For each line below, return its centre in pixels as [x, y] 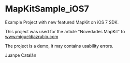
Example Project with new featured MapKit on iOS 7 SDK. [62, 22]
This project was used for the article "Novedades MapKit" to [65, 31]
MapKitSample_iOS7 [47, 9]
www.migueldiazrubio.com [32, 37]
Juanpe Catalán [21, 55]
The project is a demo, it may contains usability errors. [59, 46]
